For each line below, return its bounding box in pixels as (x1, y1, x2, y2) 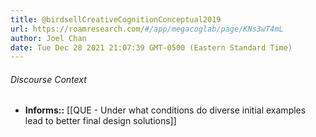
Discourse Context (10, 73, 87, 85)
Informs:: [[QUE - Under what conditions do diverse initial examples (24, 104, 307, 116)
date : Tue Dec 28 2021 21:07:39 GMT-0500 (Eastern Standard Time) (10, 42, 293, 53)
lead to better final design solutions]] (24, 115, 177, 127)
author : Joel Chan (10, 33, 87, 43)
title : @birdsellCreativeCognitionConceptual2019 (10, 14, 222, 25)
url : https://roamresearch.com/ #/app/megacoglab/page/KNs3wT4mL (10, 24, 284, 34)
